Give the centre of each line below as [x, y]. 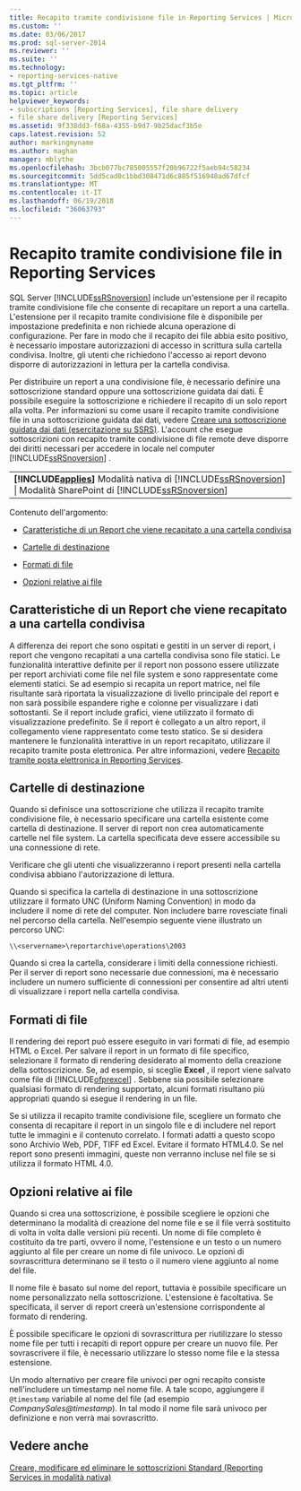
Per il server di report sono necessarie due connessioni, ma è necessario [144, 973]
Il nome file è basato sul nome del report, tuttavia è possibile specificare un [148, 1287]
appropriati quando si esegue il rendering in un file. [103, 1098]
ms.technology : [38, 68]
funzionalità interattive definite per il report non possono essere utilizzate [144, 664]
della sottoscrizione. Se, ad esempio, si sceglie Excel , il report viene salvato [150, 1070]
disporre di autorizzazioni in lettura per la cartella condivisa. [120, 364]
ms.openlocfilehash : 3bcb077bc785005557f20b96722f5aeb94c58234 [130, 168]
